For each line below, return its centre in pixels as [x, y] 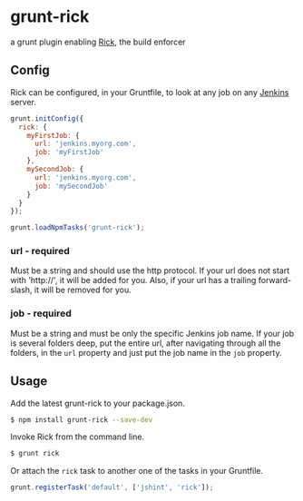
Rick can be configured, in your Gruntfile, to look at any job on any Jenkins [150, 92]
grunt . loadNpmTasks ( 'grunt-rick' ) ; [78, 228]
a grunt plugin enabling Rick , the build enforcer [98, 42]
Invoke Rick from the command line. [77, 437]
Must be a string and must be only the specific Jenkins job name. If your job [152, 333]
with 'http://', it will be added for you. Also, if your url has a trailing [133, 280]
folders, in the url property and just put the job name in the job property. [146, 352]
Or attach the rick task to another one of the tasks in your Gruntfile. [137, 471]
